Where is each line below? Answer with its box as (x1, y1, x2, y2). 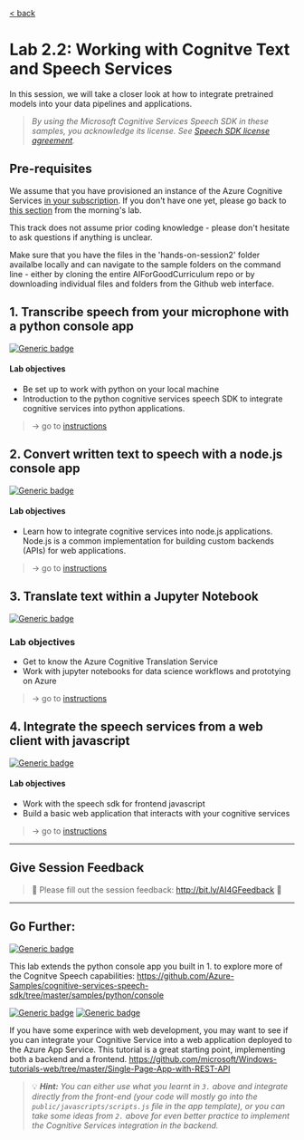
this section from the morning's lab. (9, 204, 142, 216)
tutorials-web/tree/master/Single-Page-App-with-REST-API (9, 1063, 231, 1074)
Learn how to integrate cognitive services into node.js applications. (22, 526, 273, 536)
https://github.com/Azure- (137, 970, 235, 981)
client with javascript (9, 733, 130, 749)
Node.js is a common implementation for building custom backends (22, 535, 274, 546)
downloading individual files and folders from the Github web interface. (9, 278, 274, 289)
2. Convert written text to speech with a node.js (9, 447, 283, 462)
